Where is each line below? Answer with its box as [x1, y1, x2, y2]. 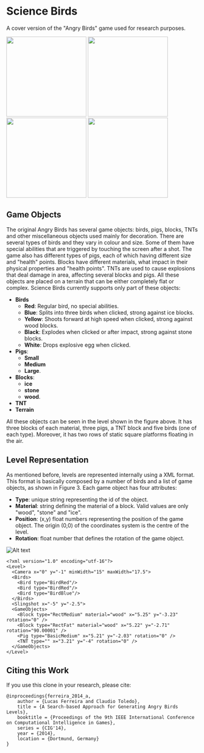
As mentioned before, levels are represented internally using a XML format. [6, 471, 195, 478]
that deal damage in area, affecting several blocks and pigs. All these [6, 271, 180, 278]
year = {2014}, [17, 730, 56, 737]
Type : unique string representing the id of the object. [15, 495, 149, 503]
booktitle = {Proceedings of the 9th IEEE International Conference [17, 715, 195, 721]
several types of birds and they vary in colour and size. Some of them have [6, 239, 195, 246]
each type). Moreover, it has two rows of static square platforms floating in [6, 431, 194, 438]
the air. [6, 437, 24, 444]
